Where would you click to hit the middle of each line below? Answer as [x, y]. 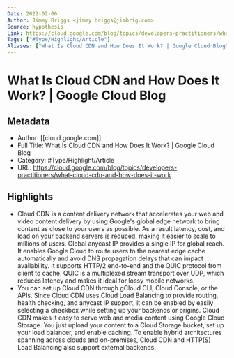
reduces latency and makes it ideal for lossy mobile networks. [106, 281]
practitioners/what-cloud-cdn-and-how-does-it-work [94, 175]
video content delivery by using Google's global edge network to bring [119, 221]
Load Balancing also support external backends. [87, 347]
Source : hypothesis [36, 27]
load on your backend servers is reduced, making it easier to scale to [116, 236]
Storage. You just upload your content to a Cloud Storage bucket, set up [120, 325]
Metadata [29, 121]
